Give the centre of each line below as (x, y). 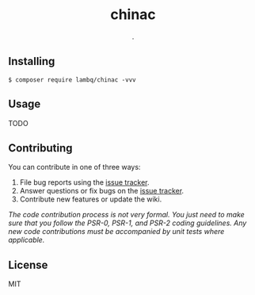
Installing (32, 61)
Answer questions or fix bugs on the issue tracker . (102, 191)
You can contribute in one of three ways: (74, 167)
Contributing (40, 148)
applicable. (27, 240)
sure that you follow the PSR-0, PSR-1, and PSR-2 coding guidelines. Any (127, 223)
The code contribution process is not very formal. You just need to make (127, 215)
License (28, 264)
